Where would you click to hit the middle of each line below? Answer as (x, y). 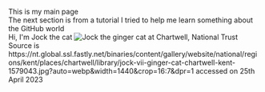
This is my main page (43, 12)
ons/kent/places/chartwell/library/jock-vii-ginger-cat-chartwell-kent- (122, 62)
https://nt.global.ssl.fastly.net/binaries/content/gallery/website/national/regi (133, 54)
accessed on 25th (225, 71)
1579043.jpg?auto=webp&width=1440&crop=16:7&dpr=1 (101, 71)
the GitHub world (36, 28)
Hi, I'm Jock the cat (40, 37)
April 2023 (26, 80)
